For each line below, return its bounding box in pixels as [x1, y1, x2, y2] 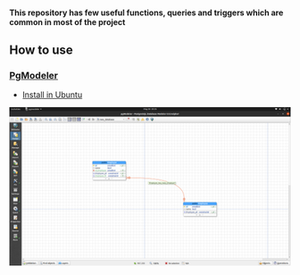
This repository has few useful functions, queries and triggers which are [9, 7, 284, 18]
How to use [9, 42, 73, 57]
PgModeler [9, 69, 58, 81]
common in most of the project [9, 16, 126, 27]
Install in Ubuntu [21, 89, 83, 100]
